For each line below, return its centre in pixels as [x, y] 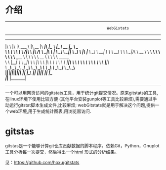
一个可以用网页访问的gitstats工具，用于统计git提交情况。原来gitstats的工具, [82, 93]
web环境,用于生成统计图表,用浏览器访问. [50, 111]
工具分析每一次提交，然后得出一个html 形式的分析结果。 [62, 152]
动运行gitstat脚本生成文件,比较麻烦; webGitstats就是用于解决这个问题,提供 [80, 105]
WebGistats [118, 28]
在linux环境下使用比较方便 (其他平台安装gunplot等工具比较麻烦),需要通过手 [81, 99]
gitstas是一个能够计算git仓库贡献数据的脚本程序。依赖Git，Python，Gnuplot [82, 145]
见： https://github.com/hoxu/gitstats [42, 162]
